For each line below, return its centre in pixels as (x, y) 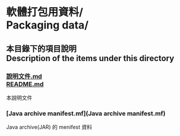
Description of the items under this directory (90, 58)
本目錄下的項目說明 (41, 48)
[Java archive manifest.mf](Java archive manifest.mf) (86, 113)
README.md (25, 84)
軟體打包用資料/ (45, 12)
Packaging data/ (48, 25)
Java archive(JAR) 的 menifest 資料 (49, 127)
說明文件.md (24, 76)
